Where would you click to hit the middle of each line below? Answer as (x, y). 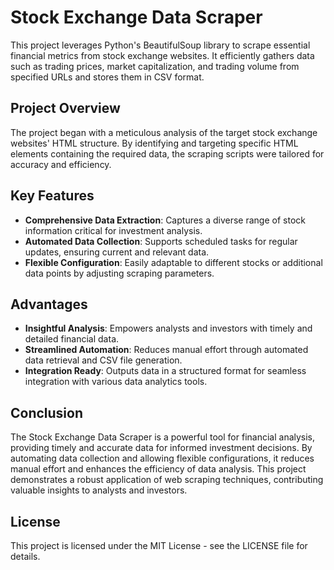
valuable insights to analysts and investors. (99, 490)
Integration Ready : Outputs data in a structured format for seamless (165, 371)
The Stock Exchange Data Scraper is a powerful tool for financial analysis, (163, 437)
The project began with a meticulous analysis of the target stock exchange (164, 132)
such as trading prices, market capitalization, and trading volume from (155, 66)
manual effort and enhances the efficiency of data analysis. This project (158, 469)
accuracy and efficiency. (61, 164)
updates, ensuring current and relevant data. (117, 252)
